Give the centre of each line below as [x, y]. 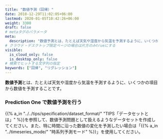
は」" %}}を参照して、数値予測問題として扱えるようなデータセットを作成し [81, 120]
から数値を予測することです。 [35, 88]
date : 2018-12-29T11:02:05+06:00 [39, 14]
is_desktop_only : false [33, 59]
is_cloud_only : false [31, 54]
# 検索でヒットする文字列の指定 [33, 63]
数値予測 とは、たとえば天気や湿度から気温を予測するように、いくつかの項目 [81, 82]
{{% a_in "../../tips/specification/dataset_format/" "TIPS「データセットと [77, 114]
